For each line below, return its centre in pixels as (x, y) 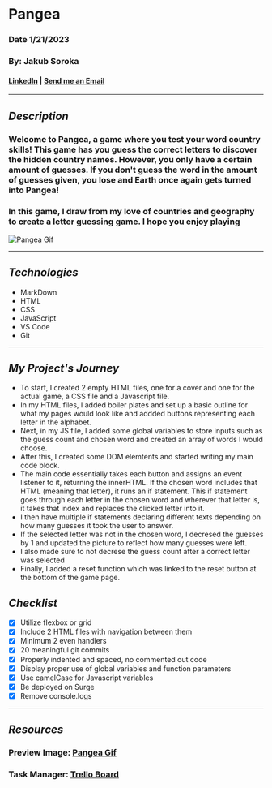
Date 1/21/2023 (39, 40)
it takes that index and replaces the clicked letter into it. (112, 509)
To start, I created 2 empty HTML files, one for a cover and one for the (137, 388)
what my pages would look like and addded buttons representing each (138, 414)
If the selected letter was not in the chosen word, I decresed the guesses (142, 534)
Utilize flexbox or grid (56, 622)
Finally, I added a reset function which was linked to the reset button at (138, 569)
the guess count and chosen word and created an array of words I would (141, 440)
